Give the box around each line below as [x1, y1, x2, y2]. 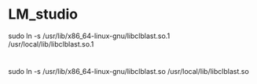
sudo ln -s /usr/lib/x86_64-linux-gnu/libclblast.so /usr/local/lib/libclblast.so [8, 67, 249, 76]
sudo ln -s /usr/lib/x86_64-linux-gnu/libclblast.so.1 [8, 31, 171, 40]
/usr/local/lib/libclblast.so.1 [8, 39, 94, 48]
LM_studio [8, 5, 79, 23]
